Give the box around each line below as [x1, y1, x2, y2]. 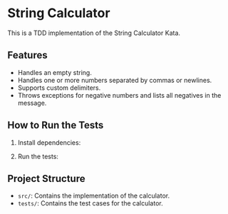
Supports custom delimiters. [17, 83, 101, 92]
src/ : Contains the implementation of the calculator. [17, 191, 170, 200]
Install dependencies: [17, 138, 81, 147]
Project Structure [7, 173, 85, 185]
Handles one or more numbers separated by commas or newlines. [17, 76, 212, 84]
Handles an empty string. [17, 68, 93, 76]
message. [17, 98, 47, 107]
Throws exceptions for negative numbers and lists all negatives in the [17, 91, 222, 99]
